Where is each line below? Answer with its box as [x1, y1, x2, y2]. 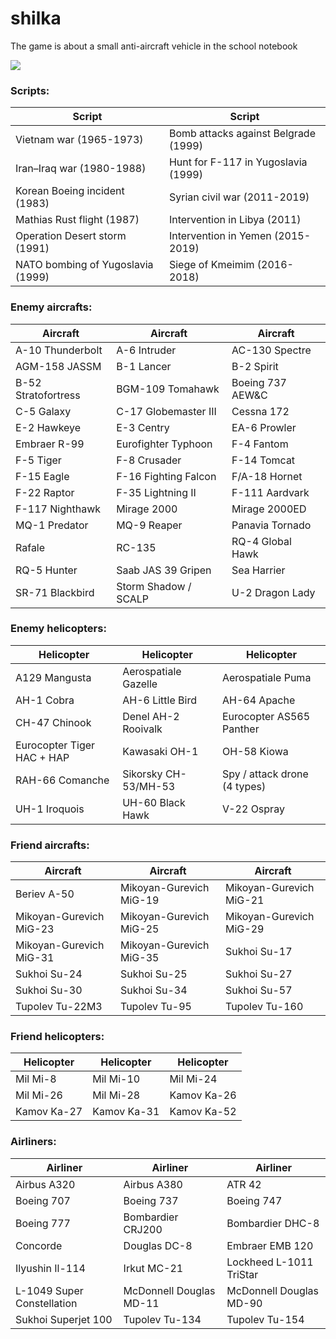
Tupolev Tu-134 [123, 1312, 202, 1326]
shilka [10, 7, 62, 30]
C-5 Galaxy [15, 404, 72, 418]
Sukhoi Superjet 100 [15, 1312, 113, 1326]
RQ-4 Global [231, 534, 292, 548]
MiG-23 [15, 922, 55, 936]
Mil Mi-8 [15, 1072, 57, 1086]
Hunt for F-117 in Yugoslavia [168, 155, 308, 169]
